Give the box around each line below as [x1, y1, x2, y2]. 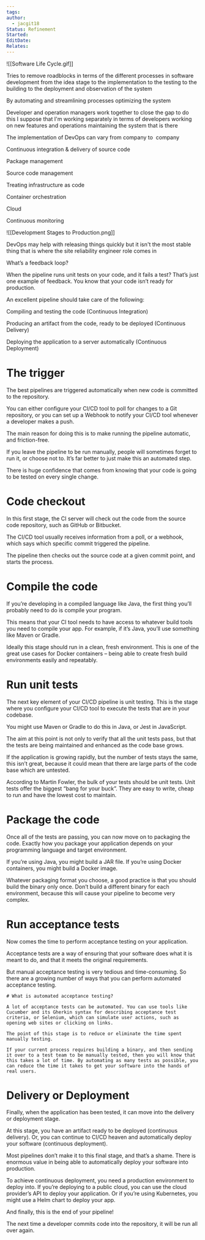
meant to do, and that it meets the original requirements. [6, 956, 148, 963]
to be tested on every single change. [6, 473, 99, 480]
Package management [6, 157, 63, 164]
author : [6, 15, 26, 21]
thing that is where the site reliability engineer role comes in [6, 247, 157, 255]
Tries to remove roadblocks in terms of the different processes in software [6, 72, 194, 79]
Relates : [6, 44, 29, 50]
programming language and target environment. [6, 846, 127, 853]
